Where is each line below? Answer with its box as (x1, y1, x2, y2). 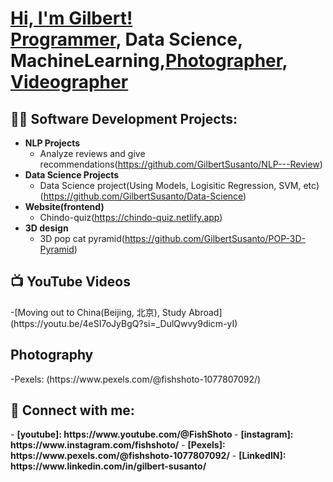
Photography (10, 347, 94, 364)
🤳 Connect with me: (10, 402, 135, 419)
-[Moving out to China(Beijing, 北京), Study (10, 306, 187, 318)
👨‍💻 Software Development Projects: (10, 110, 238, 127)
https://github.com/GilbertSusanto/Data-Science (43, 190, 244, 202)
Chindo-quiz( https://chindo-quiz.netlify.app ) (39, 212, 223, 223)
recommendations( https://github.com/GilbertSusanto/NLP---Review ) (39, 158, 323, 170)
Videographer (10, 71, 129, 94)
